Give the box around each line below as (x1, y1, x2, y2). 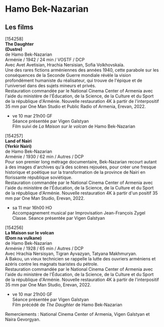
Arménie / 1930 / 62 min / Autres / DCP (5, 154, 84, 160)
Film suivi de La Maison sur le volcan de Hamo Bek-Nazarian (12, 123, 136, 129)
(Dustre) (5, 47, 23, 52)
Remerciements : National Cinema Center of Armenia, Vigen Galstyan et (5, 311, 150, 317)
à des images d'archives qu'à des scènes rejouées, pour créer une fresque (5, 164, 157, 170)
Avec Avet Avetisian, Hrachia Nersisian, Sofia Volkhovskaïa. (5, 62, 125, 68)
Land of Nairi (5, 138, 32, 144)
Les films (5, 23, 33, 31)
